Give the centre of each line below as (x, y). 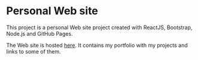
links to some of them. (33, 51)
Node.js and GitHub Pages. (39, 33)
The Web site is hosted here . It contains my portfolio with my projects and (97, 45)
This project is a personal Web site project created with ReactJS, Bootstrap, (99, 27)
